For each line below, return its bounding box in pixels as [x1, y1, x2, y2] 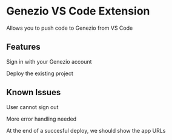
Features [6, 42, 41, 52]
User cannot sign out [6, 103, 59, 110]
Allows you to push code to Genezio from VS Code [6, 24, 133, 32]
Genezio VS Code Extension [6, 4, 150, 18]
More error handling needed [6, 115, 77, 122]
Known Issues [6, 87, 61, 98]
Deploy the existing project [6, 70, 74, 77]
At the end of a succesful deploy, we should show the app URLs [6, 127, 166, 134]
